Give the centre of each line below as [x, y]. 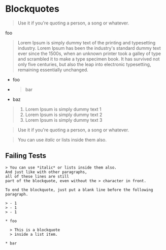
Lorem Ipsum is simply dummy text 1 [63, 109]
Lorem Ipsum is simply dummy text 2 [64, 115]
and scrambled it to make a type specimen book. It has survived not [89, 59]
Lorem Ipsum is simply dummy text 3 [64, 120]
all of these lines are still [37, 176]
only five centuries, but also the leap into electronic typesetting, [84, 64]
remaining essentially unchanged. [53, 70]
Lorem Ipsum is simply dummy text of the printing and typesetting [87, 43]
